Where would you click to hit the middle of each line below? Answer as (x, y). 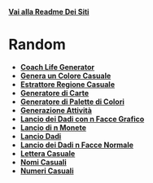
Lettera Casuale (48, 153)
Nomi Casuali (43, 162)
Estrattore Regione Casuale (68, 84)
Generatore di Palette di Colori (72, 102)
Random (37, 45)
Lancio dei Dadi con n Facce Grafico (82, 119)
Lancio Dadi (41, 136)
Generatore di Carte (55, 93)
